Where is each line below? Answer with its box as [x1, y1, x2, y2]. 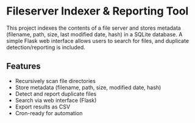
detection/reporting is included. [6, 44, 85, 51]
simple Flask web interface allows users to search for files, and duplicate [6, 37, 190, 44]
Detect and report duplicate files [15, 90, 97, 98]
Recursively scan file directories [15, 77, 96, 84]
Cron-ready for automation [15, 109, 83, 116]
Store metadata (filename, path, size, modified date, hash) [15, 84, 161, 91]
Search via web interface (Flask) [15, 96, 97, 104]
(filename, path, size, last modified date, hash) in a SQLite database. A [6, 30, 183, 38]
